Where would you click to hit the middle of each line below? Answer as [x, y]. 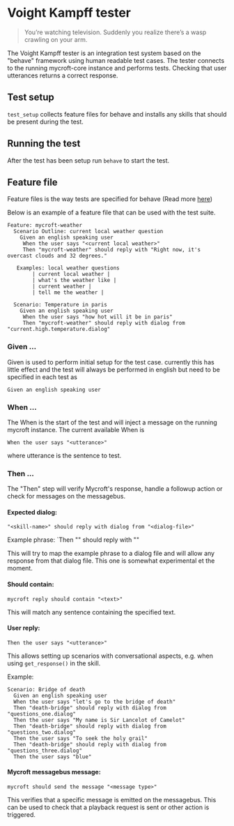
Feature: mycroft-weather [45, 226]
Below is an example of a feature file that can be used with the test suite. [111, 213]
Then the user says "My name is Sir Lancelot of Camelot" [100, 720]
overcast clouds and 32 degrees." [57, 256]
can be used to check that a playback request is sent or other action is [108, 807]
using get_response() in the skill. [54, 663]
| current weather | [62, 287]
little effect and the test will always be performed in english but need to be [114, 369]
